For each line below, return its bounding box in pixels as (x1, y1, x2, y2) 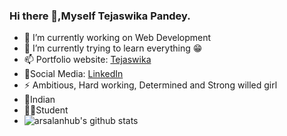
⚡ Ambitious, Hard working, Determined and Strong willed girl (23, 79, 278, 91)
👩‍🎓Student (23, 104, 69, 116)
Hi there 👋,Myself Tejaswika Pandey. (9, 9, 191, 23)
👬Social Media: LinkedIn (23, 68, 124, 80)
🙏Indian (23, 94, 56, 106)
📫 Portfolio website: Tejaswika (23, 54, 152, 66)
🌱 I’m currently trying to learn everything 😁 (23, 42, 203, 54)
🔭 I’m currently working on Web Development (23, 32, 212, 44)
